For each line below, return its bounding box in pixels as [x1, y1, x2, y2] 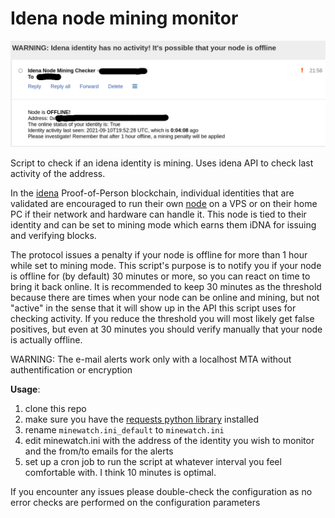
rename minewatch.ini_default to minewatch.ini [24, 424, 225, 436]
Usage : [10, 383, 41, 396]
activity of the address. [10, 168, 106, 180]
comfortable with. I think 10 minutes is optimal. [24, 467, 217, 479]
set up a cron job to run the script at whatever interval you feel [24, 456, 282, 468]
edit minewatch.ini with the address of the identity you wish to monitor [24, 435, 315, 447]
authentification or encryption [10, 364, 133, 376]
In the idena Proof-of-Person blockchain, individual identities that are [10, 187, 295, 199]
